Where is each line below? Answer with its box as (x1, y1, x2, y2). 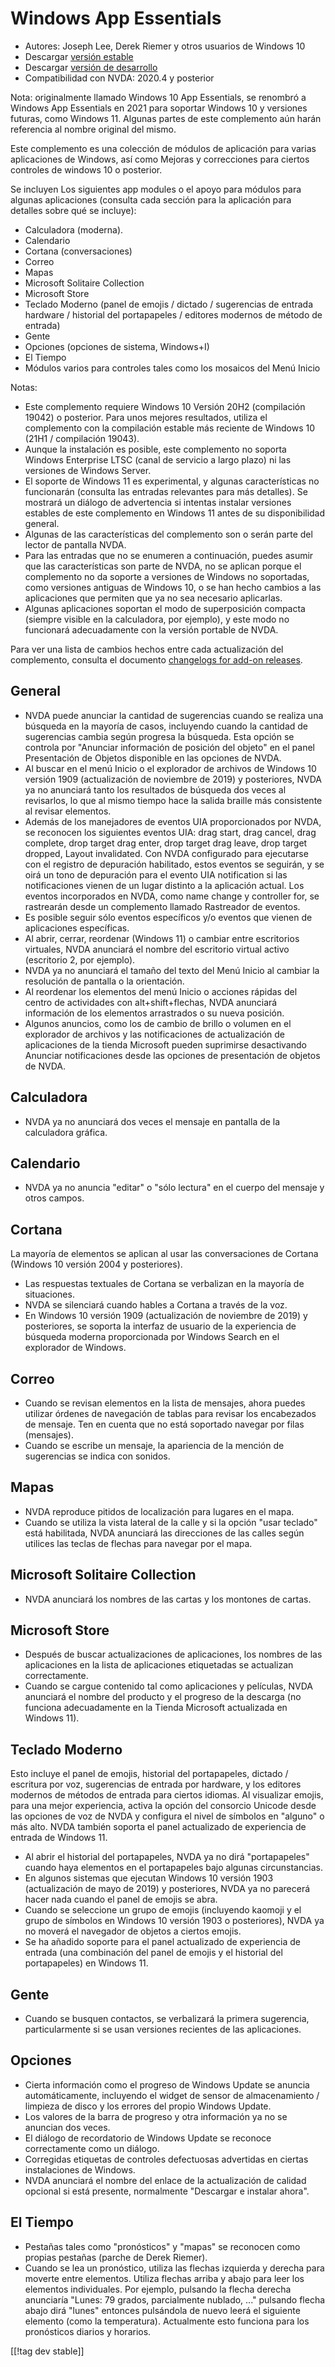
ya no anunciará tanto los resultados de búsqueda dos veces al (24, 783, 287, 796)
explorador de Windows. (24, 1342, 127, 1354)
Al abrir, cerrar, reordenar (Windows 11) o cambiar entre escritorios (24, 932, 300, 944)
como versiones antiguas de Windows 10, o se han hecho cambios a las (24, 581, 322, 593)
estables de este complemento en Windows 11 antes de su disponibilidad (24, 507, 326, 519)
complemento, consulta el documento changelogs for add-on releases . (10, 653, 303, 666)
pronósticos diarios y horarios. (24, 2325, 152, 2337)
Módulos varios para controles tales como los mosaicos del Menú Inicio (24, 362, 321, 374)
